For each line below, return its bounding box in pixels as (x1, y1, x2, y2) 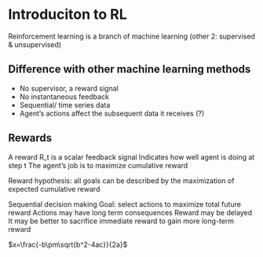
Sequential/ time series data (19, 100, 111, 109)
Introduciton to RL (8, 6, 127, 24)
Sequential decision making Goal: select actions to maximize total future (8, 199, 242, 209)
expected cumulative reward (8, 184, 100, 193)
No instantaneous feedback (19, 92, 110, 101)
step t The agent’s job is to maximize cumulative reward (8, 160, 188, 170)
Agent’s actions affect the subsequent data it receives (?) (19, 108, 205, 118)
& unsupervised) (8, 39, 61, 49)
